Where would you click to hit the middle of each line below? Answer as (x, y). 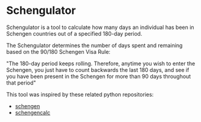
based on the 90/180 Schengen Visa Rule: (58, 51)
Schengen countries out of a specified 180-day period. (74, 33)
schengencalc (33, 112)
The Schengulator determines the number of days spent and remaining (94, 45)
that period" (21, 83)
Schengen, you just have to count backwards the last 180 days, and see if (98, 69)
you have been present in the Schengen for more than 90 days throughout (99, 76)
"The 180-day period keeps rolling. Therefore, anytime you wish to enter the (101, 63)
